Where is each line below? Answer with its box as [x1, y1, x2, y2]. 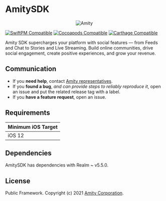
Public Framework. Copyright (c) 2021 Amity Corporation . [5, 190, 124, 196]
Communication [5, 65, 57, 73]
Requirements [5, 109, 50, 117]
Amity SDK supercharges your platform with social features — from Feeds [5, 39, 158, 46]
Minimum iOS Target [8, 123, 58, 130]
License [5, 176, 31, 185]
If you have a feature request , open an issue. [12, 94, 107, 100]
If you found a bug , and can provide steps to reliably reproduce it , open [12, 83, 161, 89]
